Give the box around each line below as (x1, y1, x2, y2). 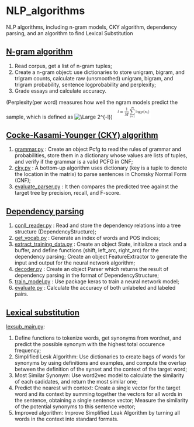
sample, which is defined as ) (6, 113, 113, 120)
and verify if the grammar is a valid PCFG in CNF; (14, 158, 133, 165)
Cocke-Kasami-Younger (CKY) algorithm (6, 130, 158, 140)
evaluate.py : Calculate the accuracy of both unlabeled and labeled (14, 284, 176, 292)
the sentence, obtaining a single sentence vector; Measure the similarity (14, 397, 189, 404)
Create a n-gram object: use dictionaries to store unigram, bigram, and (14, 69, 185, 76)
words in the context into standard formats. (14, 415, 119, 423)
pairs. (14, 290, 29, 297)
